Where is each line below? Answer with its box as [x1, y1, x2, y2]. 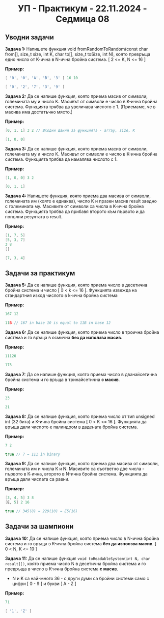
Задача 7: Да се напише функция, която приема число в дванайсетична [5, 371, 157, 377]
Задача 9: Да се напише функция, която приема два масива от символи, [5, 461, 159, 467]
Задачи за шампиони [5, 522, 74, 531]
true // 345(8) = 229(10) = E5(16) [5, 509, 78, 514]
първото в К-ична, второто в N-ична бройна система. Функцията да [5, 471, 148, 477]
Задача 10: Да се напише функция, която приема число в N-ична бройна [5, 535, 160, 541]
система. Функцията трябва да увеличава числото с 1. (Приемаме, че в [5, 104, 156, 110]
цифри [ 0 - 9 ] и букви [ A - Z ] [12, 581, 77, 587]
